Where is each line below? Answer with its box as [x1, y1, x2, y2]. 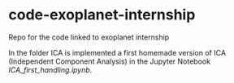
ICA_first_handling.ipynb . [8, 64, 93, 74]
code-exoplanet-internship [8, 6, 196, 24]
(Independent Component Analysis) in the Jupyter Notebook [8, 56, 211, 66]
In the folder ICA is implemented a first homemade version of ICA [8, 48, 226, 57]
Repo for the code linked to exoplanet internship [8, 32, 170, 42]
